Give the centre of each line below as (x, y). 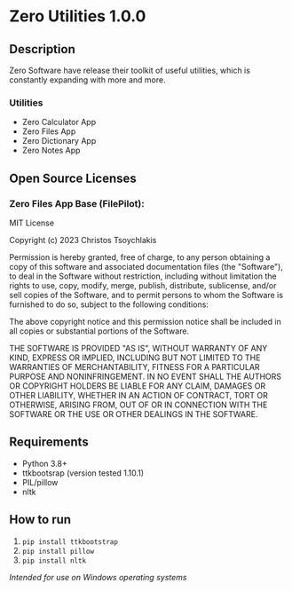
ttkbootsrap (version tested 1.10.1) (83, 473)
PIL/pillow (40, 482)
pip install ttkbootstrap (70, 542)
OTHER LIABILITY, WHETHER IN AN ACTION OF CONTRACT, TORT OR (138, 395)
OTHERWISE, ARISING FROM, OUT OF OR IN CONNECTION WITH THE (138, 405)
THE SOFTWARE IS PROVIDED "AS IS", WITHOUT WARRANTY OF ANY (138, 348)
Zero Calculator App (59, 122)
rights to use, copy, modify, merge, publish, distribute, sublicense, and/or (143, 285)
